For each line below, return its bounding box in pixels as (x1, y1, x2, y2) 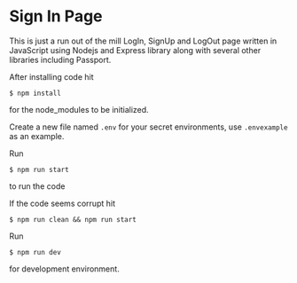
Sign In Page (9, 6, 104, 27)
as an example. (9, 130, 65, 141)
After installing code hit (9, 71, 95, 82)
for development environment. (9, 263, 120, 274)
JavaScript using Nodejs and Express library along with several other (9, 44, 262, 55)
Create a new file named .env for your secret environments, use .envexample (9, 122, 288, 132)
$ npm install (9, 89, 62, 98)
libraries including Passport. (9, 54, 112, 65)
